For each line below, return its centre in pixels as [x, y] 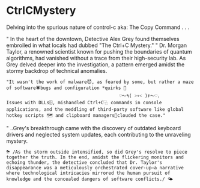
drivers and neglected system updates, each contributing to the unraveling [98, 134]
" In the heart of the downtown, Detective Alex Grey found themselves [93, 39]
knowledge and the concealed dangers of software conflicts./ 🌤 [89, 179]
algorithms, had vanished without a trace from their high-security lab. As [96, 58]
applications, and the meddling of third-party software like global [95, 109]
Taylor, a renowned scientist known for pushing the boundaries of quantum [99, 51]
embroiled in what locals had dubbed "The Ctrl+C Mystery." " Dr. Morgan [97, 45]
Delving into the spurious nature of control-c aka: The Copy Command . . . [98, 27]
